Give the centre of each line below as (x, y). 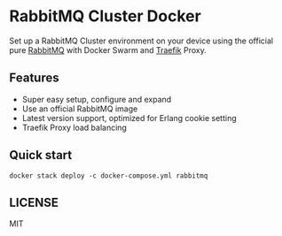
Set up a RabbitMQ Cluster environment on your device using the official (141, 41)
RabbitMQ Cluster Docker (105, 16)
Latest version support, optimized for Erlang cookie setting (129, 118)
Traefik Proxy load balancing (74, 127)
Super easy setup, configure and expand (97, 99)
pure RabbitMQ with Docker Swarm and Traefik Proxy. (108, 49)
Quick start (41, 155)
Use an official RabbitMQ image (80, 109)
